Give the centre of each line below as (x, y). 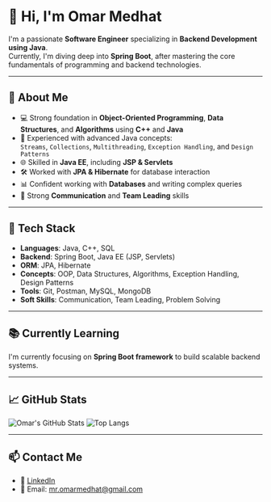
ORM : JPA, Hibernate (55, 265)
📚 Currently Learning (64, 333)
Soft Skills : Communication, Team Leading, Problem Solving (120, 299)
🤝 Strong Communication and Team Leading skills (104, 195)
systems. (23, 365)
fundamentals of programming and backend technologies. (105, 65)
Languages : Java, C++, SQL (67, 248)
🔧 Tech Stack (42, 228)
